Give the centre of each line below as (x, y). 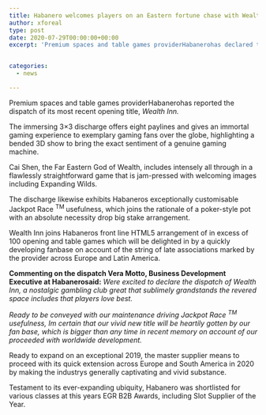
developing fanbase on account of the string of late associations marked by (132, 249)
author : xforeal (36, 23)
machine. (24, 152)
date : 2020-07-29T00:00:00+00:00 (64, 38)
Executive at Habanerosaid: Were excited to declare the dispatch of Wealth (133, 281)
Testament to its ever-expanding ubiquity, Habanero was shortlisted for (125, 387)
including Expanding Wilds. (53, 183)
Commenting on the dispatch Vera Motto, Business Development (118, 273)
